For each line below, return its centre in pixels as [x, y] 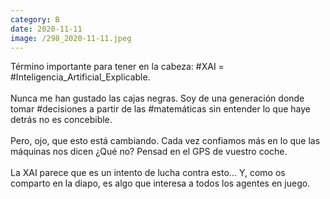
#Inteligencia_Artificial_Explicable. [80, 77]
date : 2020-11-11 [46, 29]
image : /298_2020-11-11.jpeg [71, 38]
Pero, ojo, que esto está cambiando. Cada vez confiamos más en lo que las [165, 141]
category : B [35, 19]
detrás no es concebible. [61, 120]
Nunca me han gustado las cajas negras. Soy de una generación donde [157, 98]
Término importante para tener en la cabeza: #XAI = [117, 67]
